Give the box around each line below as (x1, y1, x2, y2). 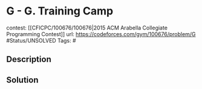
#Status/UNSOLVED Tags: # (6, 37, 77, 44)
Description (6, 54, 51, 64)
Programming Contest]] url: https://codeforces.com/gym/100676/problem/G (6, 30, 196, 37)
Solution (6, 75, 39, 85)
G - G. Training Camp (6, 4, 114, 18)
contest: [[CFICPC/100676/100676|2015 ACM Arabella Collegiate (6, 24, 168, 31)
